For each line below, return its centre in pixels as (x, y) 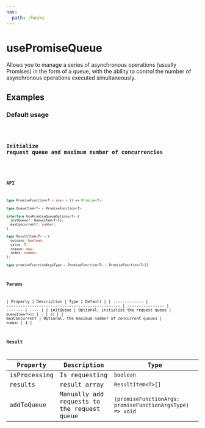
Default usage (27, 115)
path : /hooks (28, 18)
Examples (25, 97)
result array (82, 385)
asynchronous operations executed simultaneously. (71, 78)
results (22, 385)
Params (15, 284)
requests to (80, 401)
